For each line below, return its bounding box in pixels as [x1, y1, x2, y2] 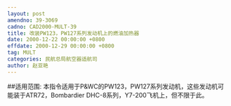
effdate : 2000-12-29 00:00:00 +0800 [7, 43, 114, 50]
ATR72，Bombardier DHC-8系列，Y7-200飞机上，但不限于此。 [25, 91, 209, 99]
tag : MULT [7, 50, 37, 56]
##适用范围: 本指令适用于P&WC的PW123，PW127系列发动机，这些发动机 [7, 82, 218, 91]
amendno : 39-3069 [7, 17, 58, 24]
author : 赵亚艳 [7, 62, 48, 69]
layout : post [7, 10, 46, 17]
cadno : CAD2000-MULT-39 [7, 23, 77, 30]
